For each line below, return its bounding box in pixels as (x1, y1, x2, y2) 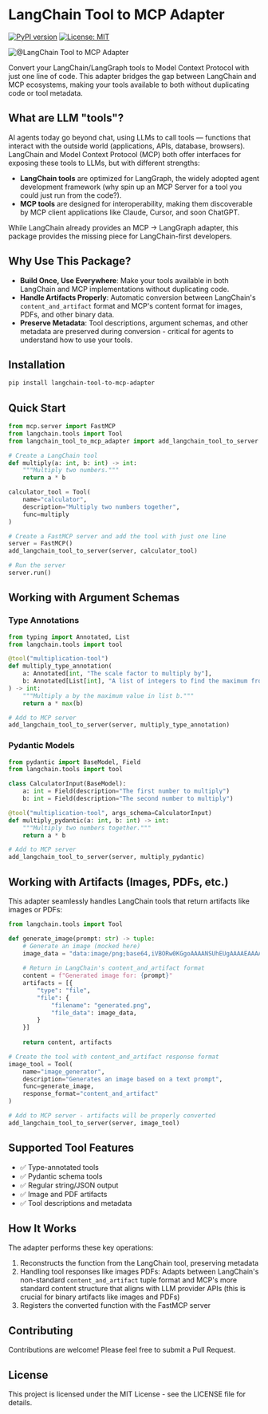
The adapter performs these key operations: (8, 1243, 154, 1253)
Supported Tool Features (8, 1141, 134, 1155)
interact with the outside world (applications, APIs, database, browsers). (8, 141, 246, 151)
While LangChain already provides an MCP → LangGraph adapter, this (8, 223, 239, 232)
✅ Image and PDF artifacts (19, 1189, 108, 1199)
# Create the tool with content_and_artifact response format (8, 1053, 219, 1061)
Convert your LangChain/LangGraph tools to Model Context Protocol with (8, 62, 250, 73)
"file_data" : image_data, (50, 1009, 137, 1017)
